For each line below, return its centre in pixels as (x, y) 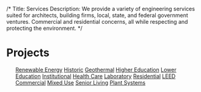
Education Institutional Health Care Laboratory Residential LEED (95, 76)
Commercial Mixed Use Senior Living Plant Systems (80, 82)
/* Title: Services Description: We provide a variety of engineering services (101, 9)
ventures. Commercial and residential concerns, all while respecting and (97, 22)
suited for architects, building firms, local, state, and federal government (97, 15)
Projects (28, 53)
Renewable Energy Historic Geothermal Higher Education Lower (96, 69)
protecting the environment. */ (44, 28)
